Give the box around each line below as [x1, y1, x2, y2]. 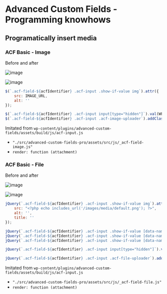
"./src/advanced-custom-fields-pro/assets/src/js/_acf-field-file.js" [12, 280, 162, 285]
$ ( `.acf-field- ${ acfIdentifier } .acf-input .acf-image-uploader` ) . [5, 116, 148, 121]
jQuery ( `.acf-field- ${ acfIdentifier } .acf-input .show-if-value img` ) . [5, 201, 157, 207]
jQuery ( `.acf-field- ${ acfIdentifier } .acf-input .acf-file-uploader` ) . [5, 256, 157, 261]
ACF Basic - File [5, 161, 44, 168]
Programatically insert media [5, 34, 97, 42]
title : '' [14, 215, 35, 220]
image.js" [12, 145, 33, 149]
